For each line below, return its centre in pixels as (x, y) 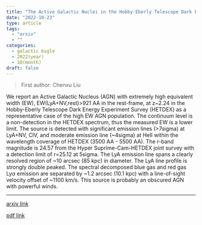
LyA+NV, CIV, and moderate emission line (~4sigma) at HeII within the (92, 135)
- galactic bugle (33, 51)
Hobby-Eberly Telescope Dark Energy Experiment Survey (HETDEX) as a (96, 110)
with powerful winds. (32, 186)
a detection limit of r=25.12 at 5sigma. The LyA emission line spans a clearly (100, 154)
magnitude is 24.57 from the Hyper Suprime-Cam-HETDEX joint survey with (100, 148)
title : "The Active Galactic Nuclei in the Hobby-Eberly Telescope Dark (99, 12)
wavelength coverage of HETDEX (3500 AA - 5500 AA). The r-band (90, 142)
